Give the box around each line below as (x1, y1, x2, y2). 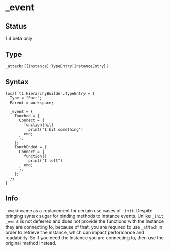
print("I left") (28, 158, 63, 163)
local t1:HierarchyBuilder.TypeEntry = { (5, 91, 95, 96)
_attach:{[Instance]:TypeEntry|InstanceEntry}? (5, 63, 109, 69)
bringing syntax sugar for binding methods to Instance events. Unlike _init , (5, 213, 165, 219)
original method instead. (5, 240, 57, 246)
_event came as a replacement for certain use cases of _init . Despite (5, 208, 153, 214)
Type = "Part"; (10, 95, 42, 101)
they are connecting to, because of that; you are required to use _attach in (5, 224, 163, 230)
